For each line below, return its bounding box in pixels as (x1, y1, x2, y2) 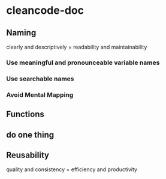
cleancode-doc (6, 4, 84, 17)
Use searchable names (6, 74, 74, 83)
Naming (6, 28, 37, 38)
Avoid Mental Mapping (6, 91, 74, 99)
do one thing (6, 130, 55, 140)
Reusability (6, 150, 50, 160)
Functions (6, 109, 45, 120)
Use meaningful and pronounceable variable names (6, 58, 160, 67)
